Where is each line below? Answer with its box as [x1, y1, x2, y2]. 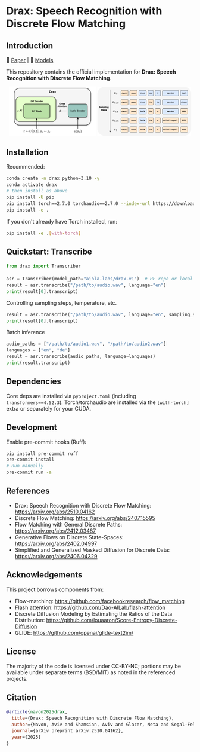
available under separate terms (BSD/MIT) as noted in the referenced [6, 668, 176, 676]
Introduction [6, 41, 54, 51]
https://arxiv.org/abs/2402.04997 [14, 540, 98, 547]
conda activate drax [6, 182, 58, 188]
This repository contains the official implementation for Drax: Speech [6, 68, 176, 75]
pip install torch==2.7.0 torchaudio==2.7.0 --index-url [6, 200, 151, 207]
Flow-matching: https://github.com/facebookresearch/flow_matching [14, 597, 185, 604]
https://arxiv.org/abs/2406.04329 [14, 552, 98, 560]
